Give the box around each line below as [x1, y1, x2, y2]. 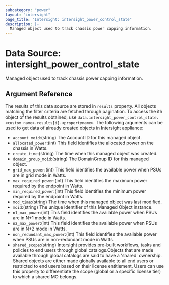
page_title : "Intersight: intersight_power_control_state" [5, 17, 132, 22]
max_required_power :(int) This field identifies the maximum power [12, 177, 148, 183]
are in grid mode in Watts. [12, 172, 67, 178]
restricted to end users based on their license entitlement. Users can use [12, 263, 164, 269]
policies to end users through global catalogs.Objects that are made [12, 247, 154, 253]
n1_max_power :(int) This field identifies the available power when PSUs [12, 209, 157, 215]
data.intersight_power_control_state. [77, 115, 159, 120]
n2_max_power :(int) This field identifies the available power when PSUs [12, 220, 157, 226]
